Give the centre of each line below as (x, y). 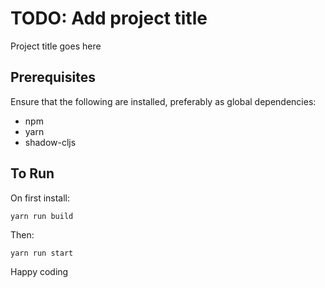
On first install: (40, 198)
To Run (32, 173)
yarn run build (42, 216)
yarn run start (42, 253)
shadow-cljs (50, 142)
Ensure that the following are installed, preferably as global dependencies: (163, 101)
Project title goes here (56, 46)
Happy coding (39, 271)
